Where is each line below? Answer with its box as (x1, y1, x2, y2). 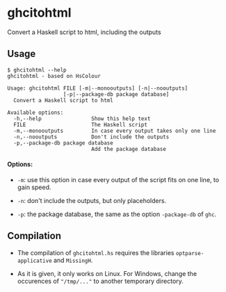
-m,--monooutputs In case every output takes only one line (13, 127, 216, 134)
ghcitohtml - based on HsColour (7, 72, 101, 79)
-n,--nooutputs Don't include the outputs (13, 133, 170, 140)
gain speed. (17, 183, 51, 191)
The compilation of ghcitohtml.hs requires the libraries (17, 248, 175, 257)
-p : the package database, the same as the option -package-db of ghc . (17, 210, 217, 218)
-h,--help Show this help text (13, 115, 151, 122)
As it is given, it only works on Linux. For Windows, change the (17, 269, 197, 277)
